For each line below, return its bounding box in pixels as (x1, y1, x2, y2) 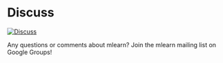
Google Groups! (7, 48, 52, 56)
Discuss (7, 5, 55, 21)
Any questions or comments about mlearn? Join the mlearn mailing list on (7, 40, 216, 49)
